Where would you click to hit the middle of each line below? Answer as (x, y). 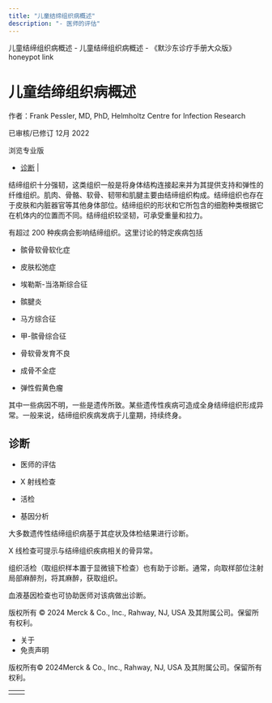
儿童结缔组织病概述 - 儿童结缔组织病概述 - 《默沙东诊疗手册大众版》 (122, 47)
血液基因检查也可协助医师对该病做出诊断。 (79, 595)
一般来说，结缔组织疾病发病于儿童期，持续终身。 (104, 416)
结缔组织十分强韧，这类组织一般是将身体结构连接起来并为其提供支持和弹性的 (136, 185)
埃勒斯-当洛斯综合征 (54, 284)
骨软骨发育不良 (45, 353)
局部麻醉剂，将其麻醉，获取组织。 (65, 578)
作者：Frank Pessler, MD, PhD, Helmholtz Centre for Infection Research (127, 116)
